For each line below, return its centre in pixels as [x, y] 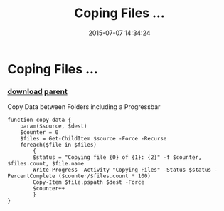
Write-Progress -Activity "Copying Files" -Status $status [122, 170]
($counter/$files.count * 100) [105, 176]
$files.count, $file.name [46, 164]
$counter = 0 [39, 133]
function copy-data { [39, 120]
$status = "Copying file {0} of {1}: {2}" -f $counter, [117, 158]
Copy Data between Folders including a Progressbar [84, 107]
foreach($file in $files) [59, 145]
